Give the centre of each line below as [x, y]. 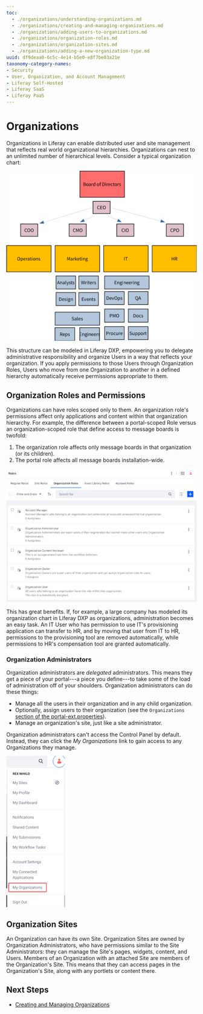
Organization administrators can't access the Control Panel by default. [94, 734]
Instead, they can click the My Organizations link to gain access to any [94, 741]
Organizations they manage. [41, 748]
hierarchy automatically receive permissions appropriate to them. [87, 376]
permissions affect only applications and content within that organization [97, 416]
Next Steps [27, 990]
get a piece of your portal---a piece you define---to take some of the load [98, 679]
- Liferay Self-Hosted [35, 83]
